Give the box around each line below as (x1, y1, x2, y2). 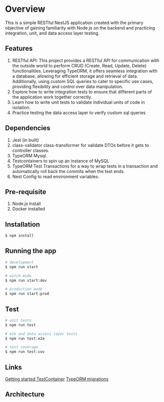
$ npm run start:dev (5, 278, 47, 283)
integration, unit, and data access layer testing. (5, 30, 100, 36)
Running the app (5, 247, 56, 255)
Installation (5, 220, 40, 229)
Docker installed (12, 206, 46, 212)
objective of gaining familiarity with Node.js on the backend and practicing (5, 25, 155, 30)
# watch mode (5, 273, 32, 278)
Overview (5, 3, 46, 15)
